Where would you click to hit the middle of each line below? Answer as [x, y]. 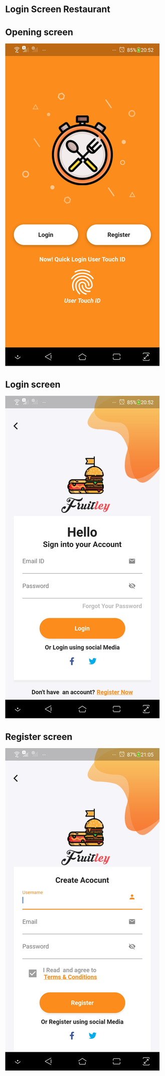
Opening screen [39, 32]
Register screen [39, 737]
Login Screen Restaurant [58, 9]
